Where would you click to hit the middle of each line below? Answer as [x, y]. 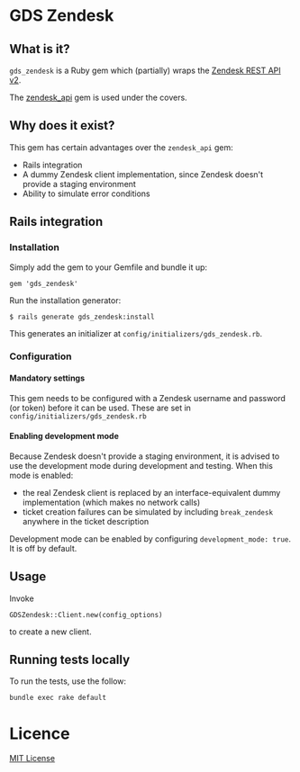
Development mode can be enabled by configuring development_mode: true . [150, 539]
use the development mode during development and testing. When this [141, 465]
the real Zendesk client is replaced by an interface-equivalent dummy [151, 492]
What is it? [40, 49]
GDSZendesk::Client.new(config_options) [86, 615]
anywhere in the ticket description [86, 521]
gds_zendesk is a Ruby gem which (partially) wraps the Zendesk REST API [145, 70]
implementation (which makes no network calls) [111, 502]
